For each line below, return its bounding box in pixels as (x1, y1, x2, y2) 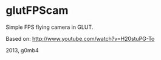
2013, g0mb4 (5, 46, 39, 54)
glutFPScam (5, 4, 69, 17)
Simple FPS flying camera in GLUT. (5, 23, 94, 31)
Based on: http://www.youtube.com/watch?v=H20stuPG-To (5, 35, 155, 42)
